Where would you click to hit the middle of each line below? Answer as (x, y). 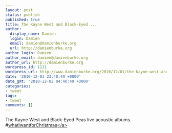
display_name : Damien (33, 34)
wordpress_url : (21, 72)
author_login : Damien (28, 53)
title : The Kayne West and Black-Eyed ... (51, 24)
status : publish (23, 15)
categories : (18, 86)
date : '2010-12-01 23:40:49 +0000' (43, 77)
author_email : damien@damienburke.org (47, 58)
